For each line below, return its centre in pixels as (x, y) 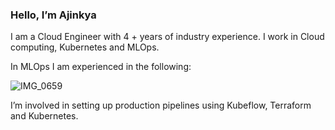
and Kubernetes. (44, 116)
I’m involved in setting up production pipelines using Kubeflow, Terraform (161, 105)
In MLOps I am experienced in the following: (101, 67)
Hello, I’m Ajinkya (53, 15)
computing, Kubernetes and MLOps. (85, 47)
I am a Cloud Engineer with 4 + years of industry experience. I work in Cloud (167, 37)
